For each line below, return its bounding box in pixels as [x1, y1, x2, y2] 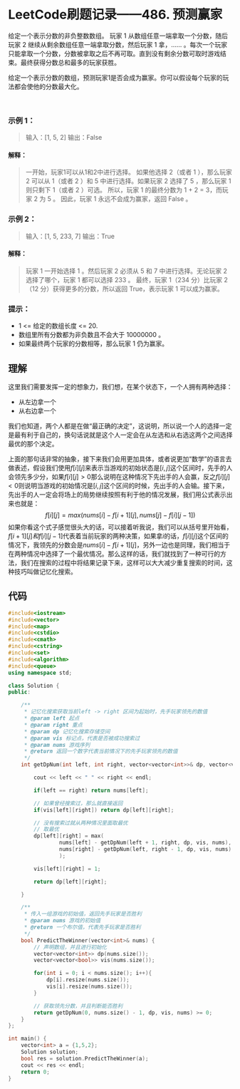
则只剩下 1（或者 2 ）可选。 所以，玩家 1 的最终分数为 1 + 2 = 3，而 [25, 186, 223, 195]
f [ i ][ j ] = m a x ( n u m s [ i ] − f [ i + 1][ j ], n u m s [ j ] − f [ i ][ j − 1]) [45, 511, 196, 520]
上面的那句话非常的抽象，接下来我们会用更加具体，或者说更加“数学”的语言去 [8, 455, 232, 463]
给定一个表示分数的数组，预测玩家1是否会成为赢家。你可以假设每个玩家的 [8, 73, 223, 82]
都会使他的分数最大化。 [14, 82, 83, 91]
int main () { [8, 1035, 47, 1043]
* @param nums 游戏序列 [24, 741, 90, 748]
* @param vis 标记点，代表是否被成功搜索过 [24, 735, 140, 742]
